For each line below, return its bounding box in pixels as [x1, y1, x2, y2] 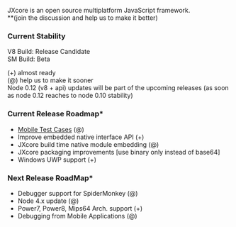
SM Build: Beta [7, 55, 51, 63]
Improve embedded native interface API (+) [17, 133, 145, 141]
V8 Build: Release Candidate [7, 48, 91, 56]
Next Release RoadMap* [7, 173, 94, 183]
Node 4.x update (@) [17, 196, 79, 205]
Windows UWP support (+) [17, 155, 97, 164]
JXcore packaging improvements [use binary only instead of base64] [17, 148, 220, 156]
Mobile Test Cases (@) [17, 125, 85, 133]
